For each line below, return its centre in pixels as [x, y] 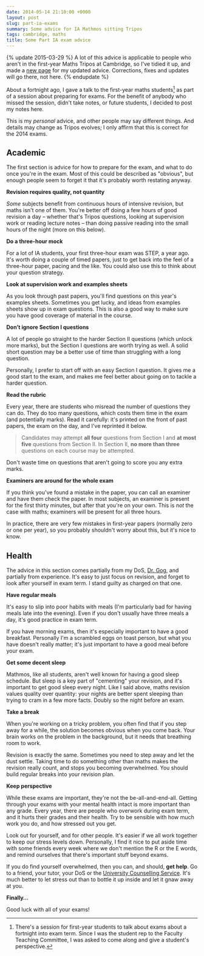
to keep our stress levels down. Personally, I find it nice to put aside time [97, 842]
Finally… [18, 898]
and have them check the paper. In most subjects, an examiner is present [98, 499]
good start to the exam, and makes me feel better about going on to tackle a [101, 377]
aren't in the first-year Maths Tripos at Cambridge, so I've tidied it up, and [98, 64]
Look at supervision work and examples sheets [67, 284]
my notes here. [25, 109]
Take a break [23, 712]
